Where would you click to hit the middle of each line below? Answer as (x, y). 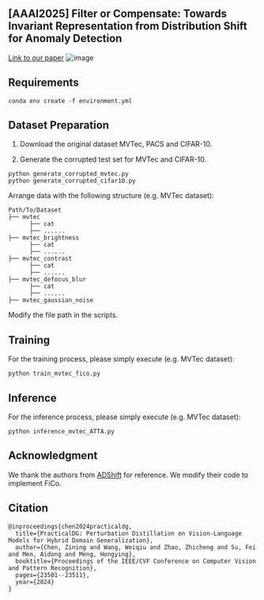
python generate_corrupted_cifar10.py (72, 181)
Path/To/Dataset (35, 210)
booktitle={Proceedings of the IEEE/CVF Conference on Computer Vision (136, 561)
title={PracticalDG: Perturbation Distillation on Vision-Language (129, 533)
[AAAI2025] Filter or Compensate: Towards (118, 14)
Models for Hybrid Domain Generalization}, (81, 540)
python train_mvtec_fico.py (55, 374)
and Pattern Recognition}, (53, 568)
